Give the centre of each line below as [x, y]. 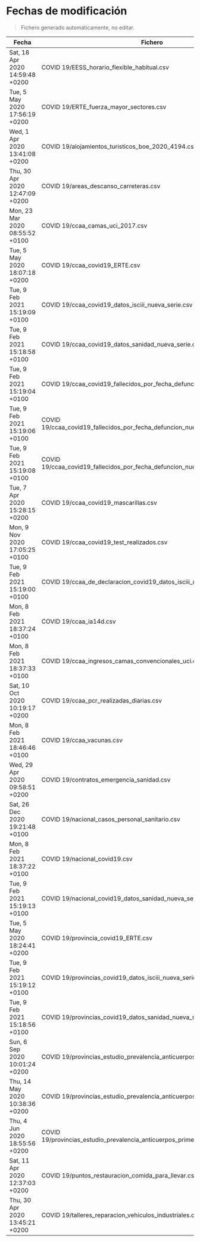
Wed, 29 [21, 765]
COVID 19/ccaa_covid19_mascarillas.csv [99, 502]
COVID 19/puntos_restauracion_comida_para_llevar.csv [119, 1175]
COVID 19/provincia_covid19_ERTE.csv [97, 938]
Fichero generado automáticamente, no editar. [78, 27]
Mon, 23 [21, 210]
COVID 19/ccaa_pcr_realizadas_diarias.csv [102, 700]
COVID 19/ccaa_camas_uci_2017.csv [94, 225]
